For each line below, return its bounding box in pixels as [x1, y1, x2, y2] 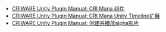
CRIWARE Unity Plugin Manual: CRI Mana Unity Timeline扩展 [11, 12, 160, 19]
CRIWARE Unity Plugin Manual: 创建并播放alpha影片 [11, 20, 139, 26]
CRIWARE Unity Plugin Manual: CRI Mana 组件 [11, 5, 125, 12]
